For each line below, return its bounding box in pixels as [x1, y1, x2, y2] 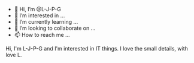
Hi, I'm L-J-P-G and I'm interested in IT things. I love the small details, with [5, 45, 188, 52]
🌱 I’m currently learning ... [14, 18, 78, 25]
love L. [5, 51, 22, 58]
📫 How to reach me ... [14, 31, 70, 38]
